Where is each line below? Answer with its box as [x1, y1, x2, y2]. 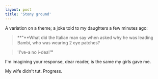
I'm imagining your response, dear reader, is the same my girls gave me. [5, 59, 151, 64]
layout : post [5, 7, 32, 12]
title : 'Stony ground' [5, 12, 52, 17]
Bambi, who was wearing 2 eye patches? [17, 39, 100, 45]
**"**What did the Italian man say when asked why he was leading [17, 35, 154, 40]
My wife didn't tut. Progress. [5, 68, 63, 74]
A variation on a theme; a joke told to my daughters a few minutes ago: [5, 25, 148, 31]
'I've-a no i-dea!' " [17, 49, 54, 55]
